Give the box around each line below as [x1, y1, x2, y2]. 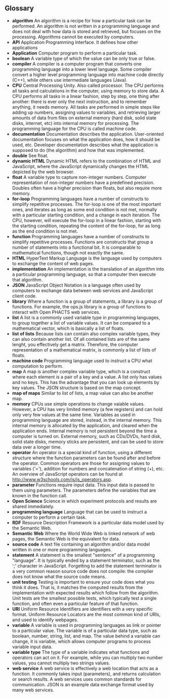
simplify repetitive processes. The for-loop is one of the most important [12, 201, 161, 207]
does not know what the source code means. [12, 574, 107, 580]
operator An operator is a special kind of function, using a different [12, 449, 152, 455]
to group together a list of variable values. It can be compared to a [12, 320, 150, 326]
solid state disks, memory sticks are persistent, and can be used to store [12, 438, 164, 445]
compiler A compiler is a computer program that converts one [12, 60, 142, 67]
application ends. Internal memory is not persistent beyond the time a [12, 428, 157, 434]
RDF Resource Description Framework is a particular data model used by [12, 519, 164, 525]
